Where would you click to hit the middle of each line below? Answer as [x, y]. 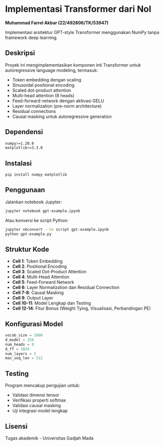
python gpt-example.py [28, 234]
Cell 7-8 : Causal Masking [38, 293]
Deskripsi [20, 53]
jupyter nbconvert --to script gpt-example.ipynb [57, 229]
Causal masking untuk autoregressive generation [62, 116]
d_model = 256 [20, 340]
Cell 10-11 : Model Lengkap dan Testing [51, 303]
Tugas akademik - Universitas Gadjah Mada [49, 438]
